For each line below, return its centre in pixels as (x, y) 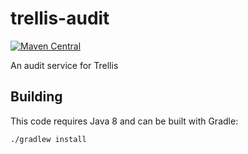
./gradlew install (48, 139)
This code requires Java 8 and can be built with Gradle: (124, 121)
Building (36, 97)
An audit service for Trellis (64, 65)
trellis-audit (60, 18)
